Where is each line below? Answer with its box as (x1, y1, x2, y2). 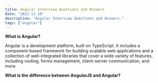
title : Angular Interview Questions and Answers (5, 7, 105, 12)
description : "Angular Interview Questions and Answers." (5, 16, 124, 21)
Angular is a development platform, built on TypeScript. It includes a (5, 43, 140, 48)
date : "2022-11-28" (5, 12, 44, 16)
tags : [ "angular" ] (5, 20, 42, 25)
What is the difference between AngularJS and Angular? (5, 72, 121, 78)
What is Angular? (5, 34, 41, 39)
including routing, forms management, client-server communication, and (5, 58, 150, 64)
